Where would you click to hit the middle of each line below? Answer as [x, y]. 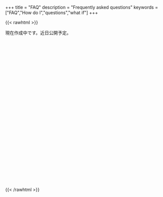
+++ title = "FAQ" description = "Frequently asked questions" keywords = [82, 7]
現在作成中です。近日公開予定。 [38, 33]
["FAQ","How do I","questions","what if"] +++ [52, 13]
